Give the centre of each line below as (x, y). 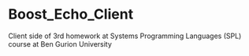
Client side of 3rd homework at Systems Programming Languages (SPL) (125, 36)
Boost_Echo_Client (71, 14)
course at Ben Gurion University (60, 44)
